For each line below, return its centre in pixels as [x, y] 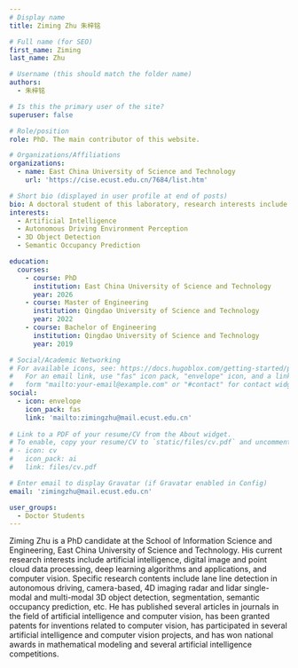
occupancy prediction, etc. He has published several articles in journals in [144, 607]
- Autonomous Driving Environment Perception [103, 229]
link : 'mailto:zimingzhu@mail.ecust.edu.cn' [109, 418]
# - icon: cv [33, 451]
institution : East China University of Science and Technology [152, 286]
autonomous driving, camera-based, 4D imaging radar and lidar [125, 588]
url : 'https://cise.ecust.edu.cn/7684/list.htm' [117, 180]
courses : [33, 270]
